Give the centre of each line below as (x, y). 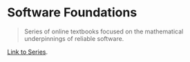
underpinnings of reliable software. (74, 38)
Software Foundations (72, 13)
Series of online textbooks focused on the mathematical (104, 31)
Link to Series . (28, 52)
